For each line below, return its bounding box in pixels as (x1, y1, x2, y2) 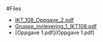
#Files (6, 5, 22, 12)
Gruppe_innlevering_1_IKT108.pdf (14, 23, 97, 30)
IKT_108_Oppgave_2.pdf (14, 17, 74, 23)
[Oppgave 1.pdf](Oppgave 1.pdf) (14, 29, 95, 36)
